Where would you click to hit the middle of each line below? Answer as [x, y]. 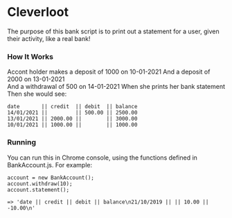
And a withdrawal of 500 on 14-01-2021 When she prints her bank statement [116, 87]
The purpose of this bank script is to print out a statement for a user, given [113, 31]
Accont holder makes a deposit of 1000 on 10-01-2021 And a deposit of [109, 72]
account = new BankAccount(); [51, 178]
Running [22, 142]
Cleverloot [38, 12]
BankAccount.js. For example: [50, 165]
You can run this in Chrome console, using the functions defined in [102, 158]
